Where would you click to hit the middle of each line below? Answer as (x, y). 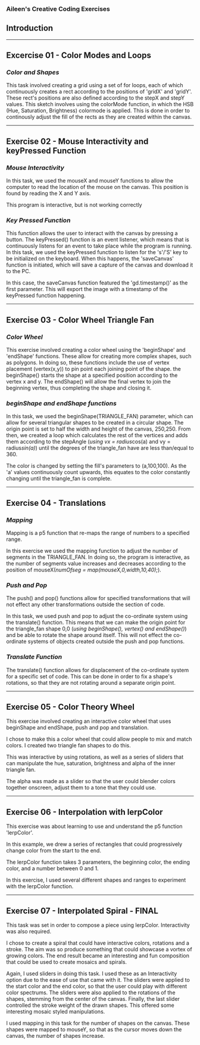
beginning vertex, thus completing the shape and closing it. (79, 388)
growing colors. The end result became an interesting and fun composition (98, 956)
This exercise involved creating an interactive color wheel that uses (89, 721)
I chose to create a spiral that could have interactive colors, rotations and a (98, 943)
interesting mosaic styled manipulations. (56, 1012)
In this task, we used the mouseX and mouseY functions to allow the (90, 181)
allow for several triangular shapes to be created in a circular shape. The (95, 423)
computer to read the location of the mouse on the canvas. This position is (97, 187)
